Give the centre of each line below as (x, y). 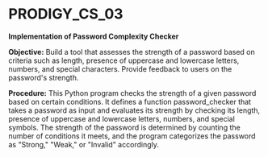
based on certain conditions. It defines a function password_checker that (130, 101)
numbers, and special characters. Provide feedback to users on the (120, 68)
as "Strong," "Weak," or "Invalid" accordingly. (84, 144)
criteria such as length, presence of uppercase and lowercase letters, (124, 60)
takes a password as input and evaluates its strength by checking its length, (134, 110)
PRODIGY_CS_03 (66, 14)
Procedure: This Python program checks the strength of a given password (132, 93)
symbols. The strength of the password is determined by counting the (124, 127)
